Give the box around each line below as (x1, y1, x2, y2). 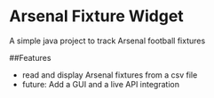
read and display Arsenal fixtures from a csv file (21, 69, 198, 80)
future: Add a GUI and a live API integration (21, 79, 180, 89)
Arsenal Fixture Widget (9, 6, 184, 26)
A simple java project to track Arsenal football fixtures (9, 35, 206, 46)
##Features (9, 52, 52, 63)
